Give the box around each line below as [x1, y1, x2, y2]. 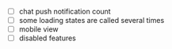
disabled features [18, 33, 77, 43]
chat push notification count [18, 7, 112, 16]
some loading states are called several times [18, 16, 165, 25]
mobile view [18, 24, 59, 34]
